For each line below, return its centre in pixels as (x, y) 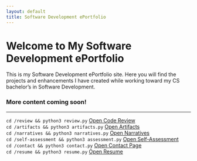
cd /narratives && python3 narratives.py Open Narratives (78, 133)
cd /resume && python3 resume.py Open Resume (64, 151)
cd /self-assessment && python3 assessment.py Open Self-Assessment (92, 139)
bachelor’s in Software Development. (51, 87)
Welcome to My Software (69, 46)
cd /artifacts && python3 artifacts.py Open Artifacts (73, 126)
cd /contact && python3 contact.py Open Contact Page (74, 145)
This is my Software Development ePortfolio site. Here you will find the (91, 74)
